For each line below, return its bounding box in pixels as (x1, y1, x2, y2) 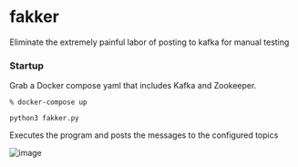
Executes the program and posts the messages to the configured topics (9, 130, 279, 141)
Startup (9, 59, 44, 72)
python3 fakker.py (9, 114, 79, 123)
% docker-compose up (9, 98, 88, 107)
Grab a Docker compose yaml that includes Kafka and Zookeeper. (9, 80, 257, 91)
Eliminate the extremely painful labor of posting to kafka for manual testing (9, 37, 290, 47)
